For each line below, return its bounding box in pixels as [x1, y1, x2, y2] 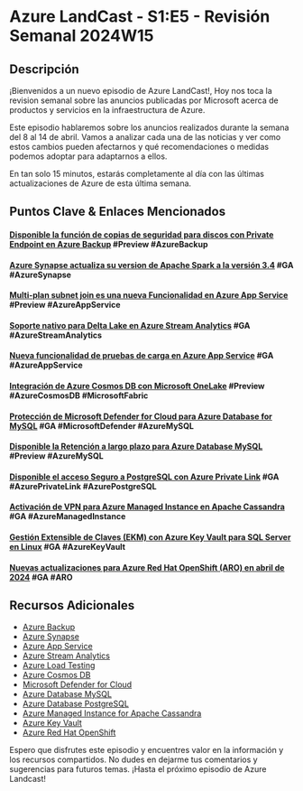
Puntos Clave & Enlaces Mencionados [9, 204, 226, 219]
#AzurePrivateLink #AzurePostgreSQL [9, 480, 158, 491]
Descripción [9, 61, 79, 77]
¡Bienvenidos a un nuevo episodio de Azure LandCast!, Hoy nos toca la [9, 86, 272, 96]
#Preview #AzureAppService [9, 300, 121, 311]
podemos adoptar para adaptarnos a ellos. [9, 151, 168, 162]
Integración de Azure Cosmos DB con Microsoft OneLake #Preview [9, 380, 265, 391]
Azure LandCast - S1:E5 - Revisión [9, 6, 271, 27]
